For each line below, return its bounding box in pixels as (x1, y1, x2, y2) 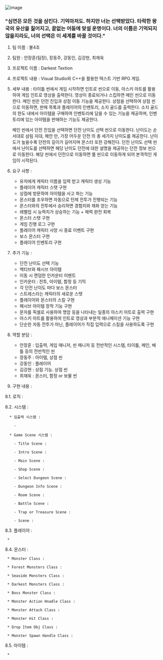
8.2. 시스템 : (5, 404, 28, 410)
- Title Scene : (14, 441, 47, 446)
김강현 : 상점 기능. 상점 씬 (19, 367, 68, 373)
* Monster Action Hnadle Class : (7, 599, 76, 604)
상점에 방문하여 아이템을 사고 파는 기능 (19, 191, 93, 197)
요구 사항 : (12, 168, 32, 174)
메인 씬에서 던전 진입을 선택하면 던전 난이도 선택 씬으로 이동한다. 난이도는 (12, 127, 152, 133)
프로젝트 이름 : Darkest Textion (12, 65, 73, 71)
